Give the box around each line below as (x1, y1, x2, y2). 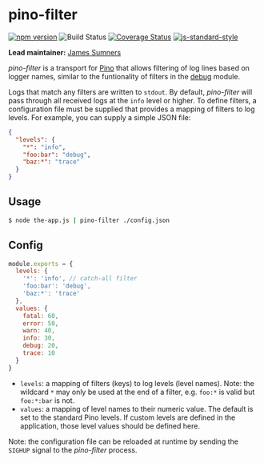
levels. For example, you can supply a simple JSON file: (8, 112, 191, 122)
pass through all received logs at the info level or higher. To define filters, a (8, 95, 258, 105)
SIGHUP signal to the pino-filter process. (8, 445, 138, 454)
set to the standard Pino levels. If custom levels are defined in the (19, 413, 236, 422)
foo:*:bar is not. (19, 395, 75, 405)
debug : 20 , (22, 342, 59, 350)
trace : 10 (22, 349, 56, 357)
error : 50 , (22, 319, 59, 328)
